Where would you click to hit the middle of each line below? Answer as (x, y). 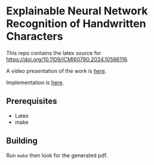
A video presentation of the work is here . (56, 71)
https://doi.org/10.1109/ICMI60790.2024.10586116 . (67, 59)
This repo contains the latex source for (54, 53)
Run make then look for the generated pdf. (57, 155)
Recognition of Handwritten (76, 24)
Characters (35, 36)
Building (22, 141)
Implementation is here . (35, 82)
